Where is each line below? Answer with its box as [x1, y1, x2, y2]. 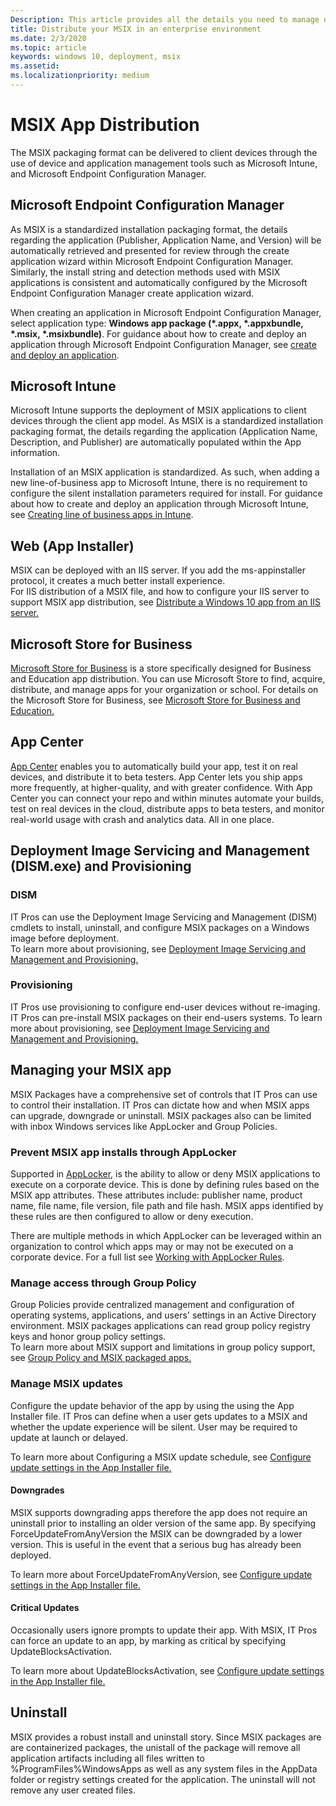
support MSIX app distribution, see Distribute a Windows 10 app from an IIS [10, 596, 322, 608]
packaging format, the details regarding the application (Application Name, [10, 426, 318, 438]
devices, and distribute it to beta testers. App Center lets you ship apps [10, 771, 303, 783]
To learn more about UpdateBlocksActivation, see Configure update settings [10, 1664, 325, 1676]
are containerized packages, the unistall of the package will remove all [10, 1741, 301, 1753]
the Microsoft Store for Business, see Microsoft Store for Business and [10, 694, 301, 706]
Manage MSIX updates [10, 1377, 123, 1391]
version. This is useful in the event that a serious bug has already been [10, 1538, 302, 1550]
